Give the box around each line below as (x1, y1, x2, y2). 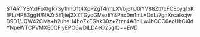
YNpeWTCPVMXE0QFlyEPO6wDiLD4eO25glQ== (6, 24, 127, 31)
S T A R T (6, 5, 23, 12)
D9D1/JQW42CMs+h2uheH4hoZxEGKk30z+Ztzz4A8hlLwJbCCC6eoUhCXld (6, 18, 194, 24)
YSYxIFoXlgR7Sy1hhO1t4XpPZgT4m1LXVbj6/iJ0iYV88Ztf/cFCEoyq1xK (23, 5, 195, 12)
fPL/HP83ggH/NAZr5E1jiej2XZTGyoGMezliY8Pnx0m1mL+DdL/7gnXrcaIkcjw (6, 11, 192, 18)
